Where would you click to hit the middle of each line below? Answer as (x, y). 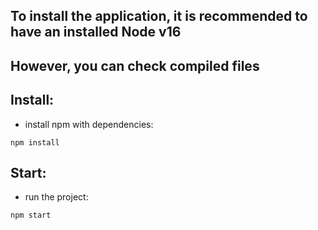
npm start (31, 215)
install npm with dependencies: (89, 124)
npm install (35, 142)
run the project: (56, 197)
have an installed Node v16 (96, 32)
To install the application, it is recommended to (159, 16)
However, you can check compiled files (135, 65)
